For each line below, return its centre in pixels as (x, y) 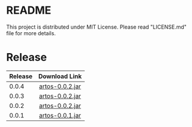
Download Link (60, 76)
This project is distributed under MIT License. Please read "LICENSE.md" (97, 27)
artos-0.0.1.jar (60, 115)
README (29, 10)
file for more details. (31, 33)
